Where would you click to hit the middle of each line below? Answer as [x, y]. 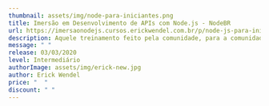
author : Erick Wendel [44, 75]
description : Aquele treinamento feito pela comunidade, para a [118, 38]
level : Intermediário [44, 61]
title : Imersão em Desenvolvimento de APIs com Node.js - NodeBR [119, 23]
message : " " [30, 45]
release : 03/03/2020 [43, 53]
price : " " [28, 82]
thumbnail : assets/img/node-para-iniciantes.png [91, 16]
